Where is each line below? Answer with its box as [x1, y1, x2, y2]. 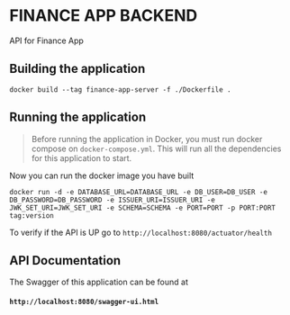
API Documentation [9, 253, 122, 268]
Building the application [9, 61, 146, 76]
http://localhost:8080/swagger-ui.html [9, 297, 159, 306]
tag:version [9, 211, 54, 220]
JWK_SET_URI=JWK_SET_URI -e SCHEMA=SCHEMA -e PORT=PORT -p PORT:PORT [9, 203, 276, 212]
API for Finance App [9, 35, 84, 46]
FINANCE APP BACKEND [9, 5, 198, 26]
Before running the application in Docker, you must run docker [31, 133, 263, 144]
